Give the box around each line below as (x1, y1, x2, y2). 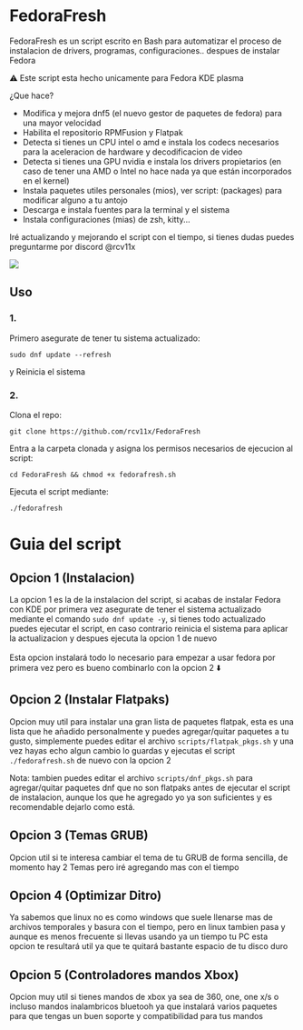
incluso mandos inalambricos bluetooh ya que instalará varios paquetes (9, 1001, 278, 1012)
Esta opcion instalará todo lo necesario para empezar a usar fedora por (9, 652, 276, 663)
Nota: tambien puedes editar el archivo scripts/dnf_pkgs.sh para (9, 772, 254, 783)
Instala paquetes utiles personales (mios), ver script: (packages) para (22, 185, 283, 195)
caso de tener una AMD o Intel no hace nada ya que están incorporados (22, 165, 292, 176)
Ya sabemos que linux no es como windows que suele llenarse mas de (9, 912, 274, 923)
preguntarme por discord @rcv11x (9, 241, 136, 252)
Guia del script (9, 534, 122, 555)
